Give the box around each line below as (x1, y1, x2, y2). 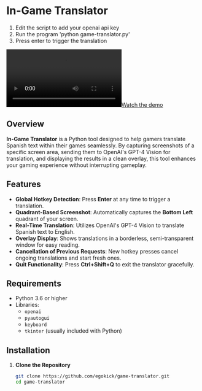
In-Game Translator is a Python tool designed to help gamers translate (6, 135, 186, 142)
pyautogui (24, 316, 50, 322)
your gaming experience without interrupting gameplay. (6, 161, 147, 169)
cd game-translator (15, 379, 66, 385)
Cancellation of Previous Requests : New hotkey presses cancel (15, 247, 179, 255)
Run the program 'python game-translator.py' (15, 30, 130, 37)
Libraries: (15, 301, 40, 309)
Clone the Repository (15, 362, 71, 369)
